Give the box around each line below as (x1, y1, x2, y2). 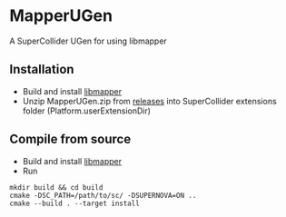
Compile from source (9, 132, 132, 147)
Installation (9, 62, 74, 77)
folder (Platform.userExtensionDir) (22, 105, 152, 116)
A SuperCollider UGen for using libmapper (9, 35, 168, 46)
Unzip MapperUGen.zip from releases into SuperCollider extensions (22, 95, 277, 106)
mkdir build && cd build (9, 182, 104, 192)
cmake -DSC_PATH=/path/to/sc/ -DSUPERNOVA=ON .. (9, 191, 197, 200)
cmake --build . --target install (9, 199, 141, 208)
